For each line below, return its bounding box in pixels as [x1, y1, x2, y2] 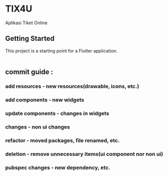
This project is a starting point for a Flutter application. [5, 47, 118, 53]
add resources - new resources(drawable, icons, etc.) [5, 83, 139, 90]
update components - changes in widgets [5, 109, 110, 116]
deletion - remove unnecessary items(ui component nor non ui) [5, 150, 163, 157]
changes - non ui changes [5, 123, 70, 130]
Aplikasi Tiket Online [5, 20, 48, 26]
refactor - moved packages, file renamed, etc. [5, 137, 120, 144]
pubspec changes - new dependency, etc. [5, 164, 111, 171]
